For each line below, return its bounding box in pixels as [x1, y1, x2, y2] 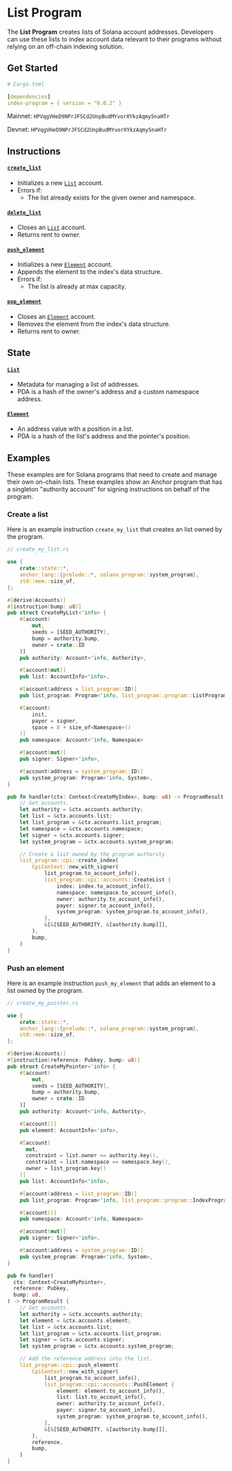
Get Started [7, 62, 58, 74]
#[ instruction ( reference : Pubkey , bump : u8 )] [7, 1057, 140, 1064]
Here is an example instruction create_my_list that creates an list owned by [7, 525, 222, 534]
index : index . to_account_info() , [56, 882, 153, 890]
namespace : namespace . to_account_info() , [56, 889, 177, 896]
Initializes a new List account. [17, 178, 104, 187]
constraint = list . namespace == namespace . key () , [25, 1158, 171, 1166]
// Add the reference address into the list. [19, 1355, 153, 1363]
